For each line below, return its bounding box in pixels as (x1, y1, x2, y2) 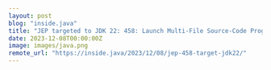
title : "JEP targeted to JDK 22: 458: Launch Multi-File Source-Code (8, 27, 248, 35)
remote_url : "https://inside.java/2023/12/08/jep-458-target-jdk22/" (8, 49, 248, 57)
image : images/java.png (8, 42, 89, 50)
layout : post (8, 11, 52, 20)
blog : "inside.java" (8, 19, 78, 27)
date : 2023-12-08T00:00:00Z (8, 34, 103, 43)
